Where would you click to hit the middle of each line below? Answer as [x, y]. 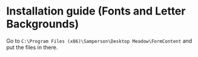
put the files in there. [32, 47]
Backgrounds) [43, 24]
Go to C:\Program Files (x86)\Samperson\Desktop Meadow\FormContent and [99, 41]
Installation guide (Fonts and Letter [96, 11]
